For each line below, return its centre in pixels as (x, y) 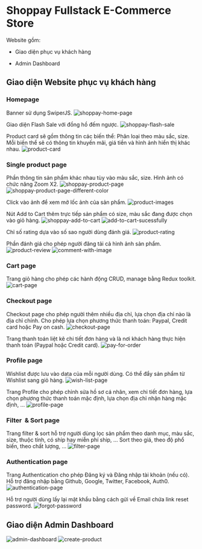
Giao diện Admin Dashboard (60, 525)
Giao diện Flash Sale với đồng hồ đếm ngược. (62, 124)
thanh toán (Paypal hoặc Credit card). (53, 345)
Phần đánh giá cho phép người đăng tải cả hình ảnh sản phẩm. (84, 243)
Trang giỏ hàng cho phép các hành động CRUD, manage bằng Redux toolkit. (101, 279)
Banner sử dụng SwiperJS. (39, 113)
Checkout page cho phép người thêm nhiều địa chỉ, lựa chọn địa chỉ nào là (99, 314)
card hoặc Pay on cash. (36, 327)
